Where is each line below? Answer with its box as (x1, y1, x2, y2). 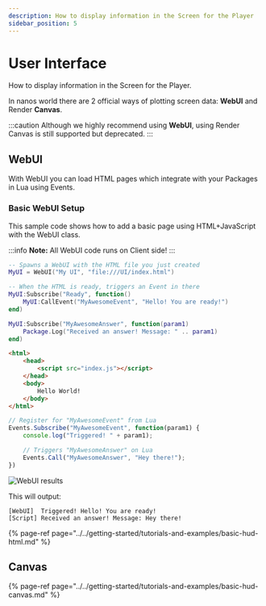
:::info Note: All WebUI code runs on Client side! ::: (8, 245, 176, 255)
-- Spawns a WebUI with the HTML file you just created (8, 261, 200, 269)
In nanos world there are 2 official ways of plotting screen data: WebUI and (8, 96, 258, 106)
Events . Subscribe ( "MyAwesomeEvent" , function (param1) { (8, 424, 200, 433)
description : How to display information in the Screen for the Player (8, 11, 254, 20)
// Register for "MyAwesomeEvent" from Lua (8, 416, 157, 424)
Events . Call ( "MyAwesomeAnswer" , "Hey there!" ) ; (23, 453, 185, 462)
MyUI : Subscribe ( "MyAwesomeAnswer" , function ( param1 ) (8, 320, 189, 328)
